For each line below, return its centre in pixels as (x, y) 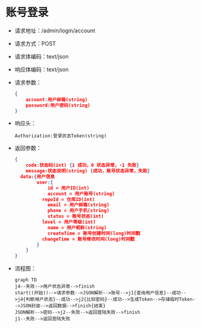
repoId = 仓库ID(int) (68, 199)
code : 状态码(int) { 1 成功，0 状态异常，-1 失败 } (83, 165)
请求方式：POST (35, 43)
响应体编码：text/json (42, 69)
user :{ (45, 182)
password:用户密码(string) (58, 105)
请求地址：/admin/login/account (55, 30)
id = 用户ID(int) (68, 188)
